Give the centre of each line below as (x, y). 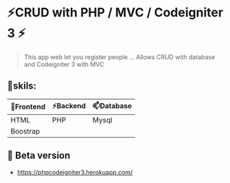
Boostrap (25, 131)
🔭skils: (22, 86)
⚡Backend (69, 105)
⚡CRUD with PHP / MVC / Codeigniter (115, 13)
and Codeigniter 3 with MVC (64, 64)
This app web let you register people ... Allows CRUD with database (119, 57)
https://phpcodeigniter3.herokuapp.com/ (75, 172)
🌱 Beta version (39, 156)
